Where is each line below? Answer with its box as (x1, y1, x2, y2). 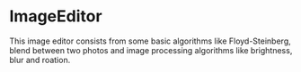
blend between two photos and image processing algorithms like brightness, (9, 44, 293, 55)
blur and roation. (9, 54, 71, 65)
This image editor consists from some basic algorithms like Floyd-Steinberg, (9, 36, 292, 46)
